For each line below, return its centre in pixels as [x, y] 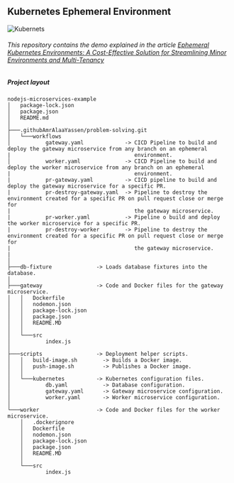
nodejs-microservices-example [52, 99]
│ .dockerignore [47, 423]
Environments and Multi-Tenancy [56, 60]
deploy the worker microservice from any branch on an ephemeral [106, 168]
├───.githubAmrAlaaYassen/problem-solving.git [77, 131]
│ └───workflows [34, 137]
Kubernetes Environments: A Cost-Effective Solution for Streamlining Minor [117, 53]
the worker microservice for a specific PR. [74, 224]
